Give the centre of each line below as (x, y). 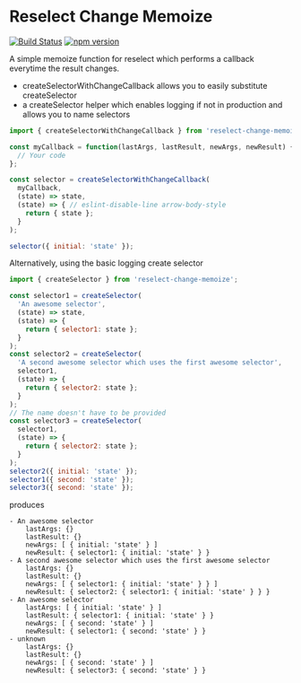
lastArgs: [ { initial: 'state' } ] (94, 608)
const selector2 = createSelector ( (76, 355)
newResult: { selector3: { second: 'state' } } (116, 670)
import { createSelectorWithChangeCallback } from (106, 131)
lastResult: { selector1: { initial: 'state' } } (120, 616)
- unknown (28, 639)
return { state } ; (60, 213)
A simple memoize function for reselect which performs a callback (132, 58)
